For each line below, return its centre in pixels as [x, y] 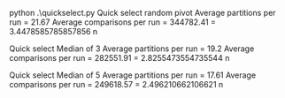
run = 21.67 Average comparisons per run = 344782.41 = [113, 22]
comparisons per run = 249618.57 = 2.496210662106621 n [116, 84]
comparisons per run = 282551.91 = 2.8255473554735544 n [119, 58]
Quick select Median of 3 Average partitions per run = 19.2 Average [132, 49]
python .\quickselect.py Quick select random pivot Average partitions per [142, 13]
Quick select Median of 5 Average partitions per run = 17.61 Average [133, 75]
